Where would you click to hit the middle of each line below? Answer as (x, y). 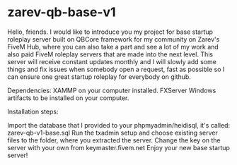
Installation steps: (33, 111)
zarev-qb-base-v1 (62, 12)
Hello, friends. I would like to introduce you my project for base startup (110, 32)
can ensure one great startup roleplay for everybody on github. (99, 77)
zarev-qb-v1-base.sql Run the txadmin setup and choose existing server (112, 133)
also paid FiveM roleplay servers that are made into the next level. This (110, 54)
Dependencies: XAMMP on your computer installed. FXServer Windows (112, 90)
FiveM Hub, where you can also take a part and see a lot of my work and (113, 47)
